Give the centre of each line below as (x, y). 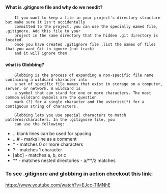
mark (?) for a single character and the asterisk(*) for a (79, 102)
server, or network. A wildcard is (43, 89)
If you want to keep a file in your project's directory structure (87, 18)
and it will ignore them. (42, 53)
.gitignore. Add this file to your (43, 31)
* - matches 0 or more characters (48, 144)
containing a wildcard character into (46, 80)
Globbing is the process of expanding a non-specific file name (84, 75)
